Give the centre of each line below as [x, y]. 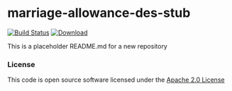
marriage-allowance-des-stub [99, 13]
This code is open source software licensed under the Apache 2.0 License [116, 80]
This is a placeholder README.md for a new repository [88, 46]
